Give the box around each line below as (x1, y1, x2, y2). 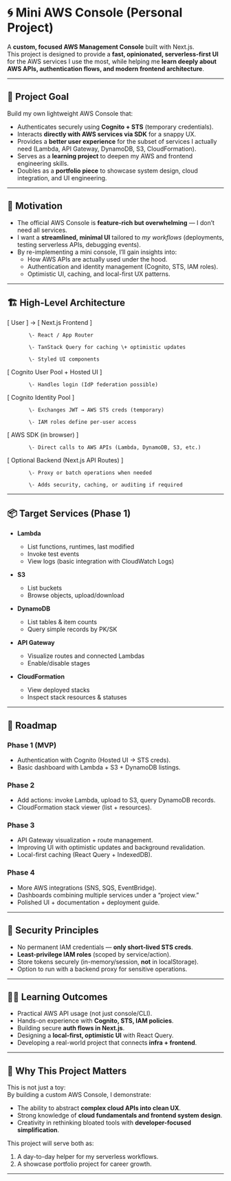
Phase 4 (7, 868, 36, 877)
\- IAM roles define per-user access (28, 418, 137, 426)
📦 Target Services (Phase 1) (7, 507, 131, 519)
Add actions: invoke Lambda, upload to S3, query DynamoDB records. (16, 796, 216, 805)
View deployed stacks (27, 686, 91, 694)
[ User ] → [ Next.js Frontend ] (7, 319, 93, 327)
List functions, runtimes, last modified (27, 542, 135, 551)
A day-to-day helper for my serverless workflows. (16, 1153, 159, 1161)
